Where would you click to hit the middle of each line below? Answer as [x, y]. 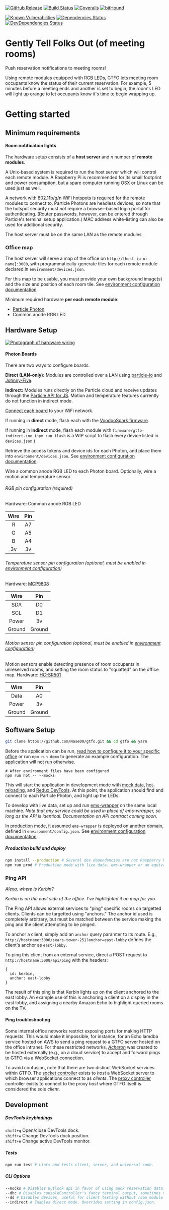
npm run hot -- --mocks [30, 776]
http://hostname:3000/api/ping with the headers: [57, 960]
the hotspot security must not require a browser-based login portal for [78, 208]
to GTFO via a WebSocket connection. [45, 1058]
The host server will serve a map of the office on [56, 258]
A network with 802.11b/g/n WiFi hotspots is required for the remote [75, 198]
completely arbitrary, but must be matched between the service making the [83, 919]
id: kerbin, [22, 974]
